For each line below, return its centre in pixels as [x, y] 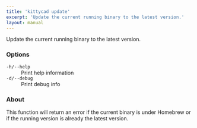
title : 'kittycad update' [38, 12]
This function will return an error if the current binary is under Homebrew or [99, 112]
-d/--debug [20, 78]
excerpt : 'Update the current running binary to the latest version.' [95, 17]
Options [18, 55]
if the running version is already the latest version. [67, 118]
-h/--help [18, 67]
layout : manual [25, 22]
